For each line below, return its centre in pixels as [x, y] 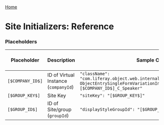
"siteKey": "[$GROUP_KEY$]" [112, 96]
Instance [57, 81]
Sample [145, 60]
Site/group [59, 109]
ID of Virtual [61, 75]
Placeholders [21, 42]
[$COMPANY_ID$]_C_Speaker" [111, 88]
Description [61, 60]
